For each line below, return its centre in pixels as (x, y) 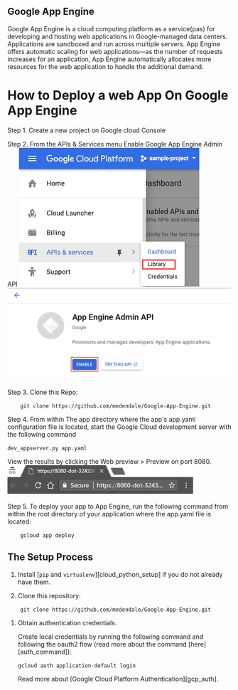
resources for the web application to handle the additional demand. (106, 66)
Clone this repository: (49, 595)
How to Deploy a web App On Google (118, 95)
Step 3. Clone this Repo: (43, 392)
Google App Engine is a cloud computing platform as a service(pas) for (111, 28)
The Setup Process (50, 557)
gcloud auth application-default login (77, 665)
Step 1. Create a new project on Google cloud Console (86, 130)
